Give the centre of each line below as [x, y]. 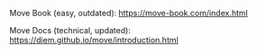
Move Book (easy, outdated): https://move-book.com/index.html [128, 13]
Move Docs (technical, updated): [70, 30]
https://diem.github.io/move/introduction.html [94, 40]
